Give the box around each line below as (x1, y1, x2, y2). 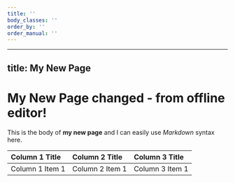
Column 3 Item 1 (134, 163, 189, 173)
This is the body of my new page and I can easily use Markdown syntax (7, 128, 215, 136)
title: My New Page (7, 62, 92, 74)
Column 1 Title (10, 152, 62, 161)
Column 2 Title (72, 152, 122, 161)
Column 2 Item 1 (72, 163, 127, 173)
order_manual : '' (7, 29, 58, 37)
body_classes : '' (7, 17, 58, 24)
